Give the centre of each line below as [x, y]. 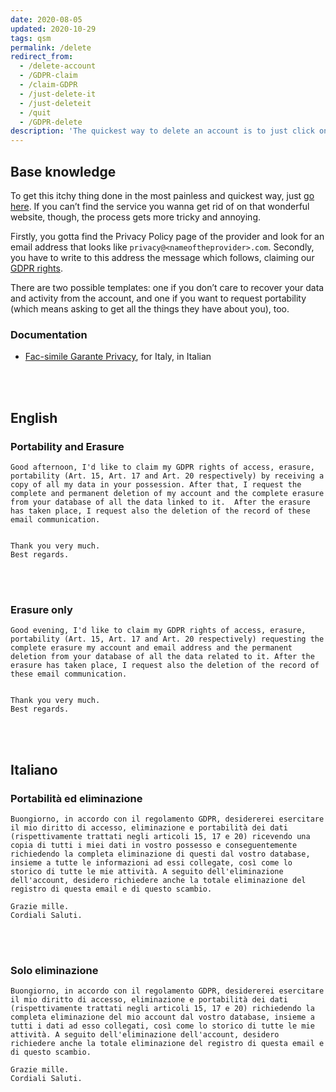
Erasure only [41, 609]
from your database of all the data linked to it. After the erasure [160, 502]
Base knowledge [63, 171]
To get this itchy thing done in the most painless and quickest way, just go [162, 195]
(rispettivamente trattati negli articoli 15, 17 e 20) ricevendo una [160, 836]
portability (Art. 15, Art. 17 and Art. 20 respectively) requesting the [167, 639]
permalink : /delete [51, 47]
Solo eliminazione [54, 970]
